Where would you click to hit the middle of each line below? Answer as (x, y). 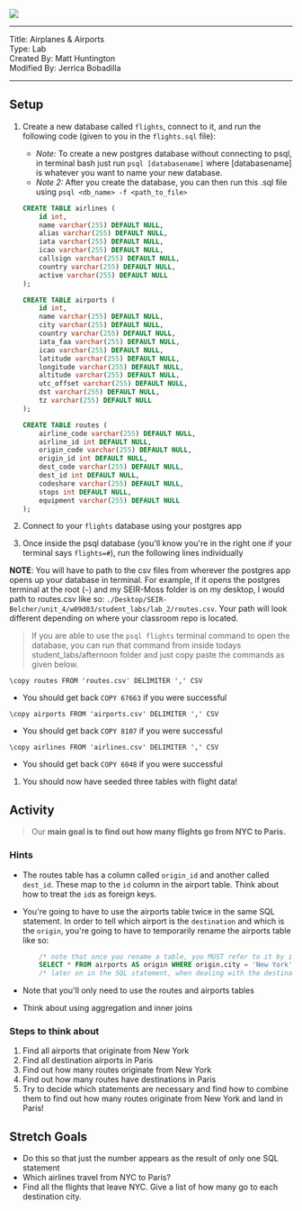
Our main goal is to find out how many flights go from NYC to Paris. (159, 832)
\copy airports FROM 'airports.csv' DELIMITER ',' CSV (114, 715)
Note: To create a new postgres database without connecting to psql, (164, 153)
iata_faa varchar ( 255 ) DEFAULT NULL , (110, 341)
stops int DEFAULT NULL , (85, 492)
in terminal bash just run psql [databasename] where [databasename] (164, 163)
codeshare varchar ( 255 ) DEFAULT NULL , (111, 483)
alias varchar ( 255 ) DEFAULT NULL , (103, 233)
